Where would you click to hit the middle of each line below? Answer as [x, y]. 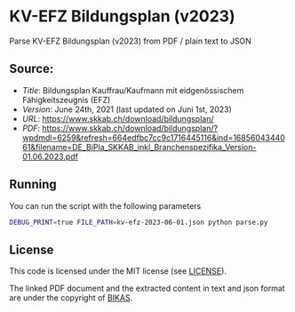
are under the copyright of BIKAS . [71, 298]
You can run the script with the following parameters [105, 205]
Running [33, 184]
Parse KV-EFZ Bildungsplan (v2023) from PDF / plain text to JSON [130, 41]
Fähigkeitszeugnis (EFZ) [66, 100]
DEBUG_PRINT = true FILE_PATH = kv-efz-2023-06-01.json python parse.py [139, 222]
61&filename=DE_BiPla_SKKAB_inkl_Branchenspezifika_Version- [139, 147]
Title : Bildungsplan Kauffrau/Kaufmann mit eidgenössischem [133, 90]
